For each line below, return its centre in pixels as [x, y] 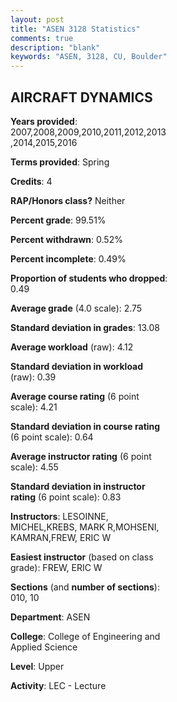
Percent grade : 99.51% [58, 220]
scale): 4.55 [34, 467]
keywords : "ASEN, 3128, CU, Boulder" [89, 57]
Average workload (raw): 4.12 [72, 347]
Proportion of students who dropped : [89, 278]
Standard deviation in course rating [85, 426]
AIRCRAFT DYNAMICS [81, 97]
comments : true [42, 38]
